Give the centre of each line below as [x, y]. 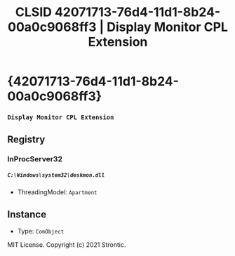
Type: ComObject [41, 231]
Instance [27, 214]
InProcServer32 [35, 159]
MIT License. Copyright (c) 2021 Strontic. [67, 245]
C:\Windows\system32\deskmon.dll [56, 175]
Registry [26, 139]
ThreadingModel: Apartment [57, 192]
